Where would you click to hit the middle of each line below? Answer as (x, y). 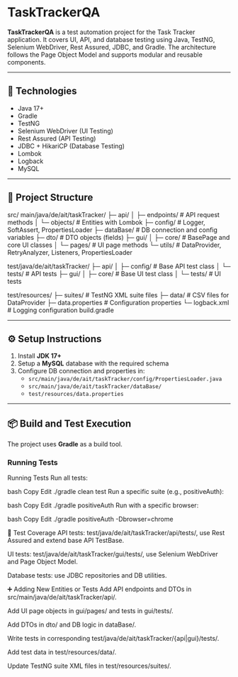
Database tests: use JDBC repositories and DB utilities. (87, 576)
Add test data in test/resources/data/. (62, 652)
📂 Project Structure (50, 198)
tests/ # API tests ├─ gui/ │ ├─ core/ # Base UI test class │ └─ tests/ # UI (114, 273)
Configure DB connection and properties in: (81, 371)
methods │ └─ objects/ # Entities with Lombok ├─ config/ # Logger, (106, 222)
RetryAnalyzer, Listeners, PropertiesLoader (70, 252)
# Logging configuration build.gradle (61, 310)
